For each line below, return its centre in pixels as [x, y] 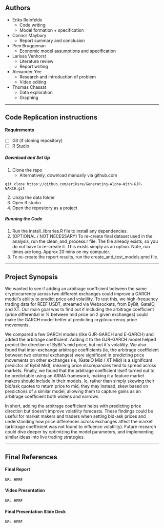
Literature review [36, 61]
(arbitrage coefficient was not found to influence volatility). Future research [81, 427]
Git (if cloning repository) [37, 140]
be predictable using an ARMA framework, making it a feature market [75, 376]
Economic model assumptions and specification [68, 51]
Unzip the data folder [33, 197]
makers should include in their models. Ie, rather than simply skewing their [80, 381]
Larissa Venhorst [29, 56]
